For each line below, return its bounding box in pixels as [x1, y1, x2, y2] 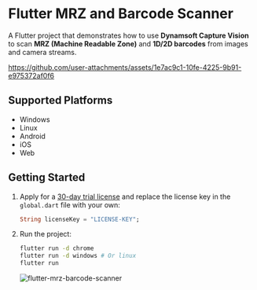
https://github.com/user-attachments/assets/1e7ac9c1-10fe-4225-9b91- [8, 62, 242, 72]
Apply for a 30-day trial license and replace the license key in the [19, 192, 231, 201]
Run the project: [19, 229, 72, 239]
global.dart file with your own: [19, 200, 120, 209]
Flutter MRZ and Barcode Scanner [8, 5, 234, 23]
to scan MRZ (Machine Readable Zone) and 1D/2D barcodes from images [8, 39, 249, 48]
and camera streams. [8, 47, 77, 57]
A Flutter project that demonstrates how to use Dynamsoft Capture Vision [8, 31, 249, 40]
